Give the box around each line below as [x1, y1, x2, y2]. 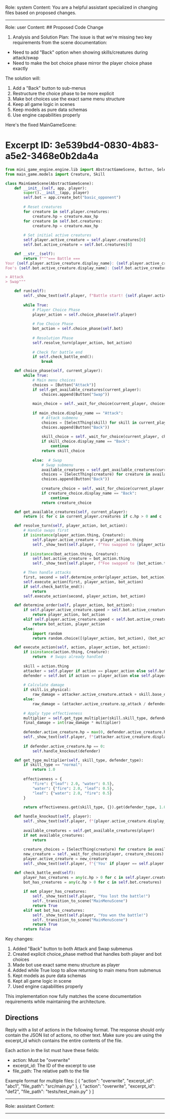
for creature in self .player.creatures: [23, 209, 110, 214]
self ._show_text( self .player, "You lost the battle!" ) [32, 894, 151, 899]
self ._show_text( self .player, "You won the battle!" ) [32, 912, 148, 918]
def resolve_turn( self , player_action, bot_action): [14, 523, 128, 529]
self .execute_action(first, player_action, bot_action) [23, 579, 144, 584]
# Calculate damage [23, 683, 65, 688]
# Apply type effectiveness [23, 711, 82, 716]
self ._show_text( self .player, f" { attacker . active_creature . [23, 734, 153, 739]
